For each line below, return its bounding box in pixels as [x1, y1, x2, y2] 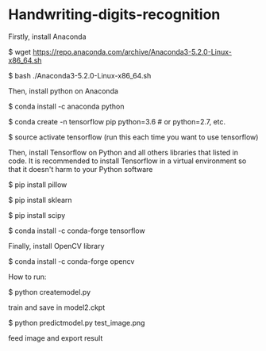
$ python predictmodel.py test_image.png [8, 318, 145, 327]
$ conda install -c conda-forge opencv [8, 256, 135, 266]
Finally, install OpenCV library [8, 241, 105, 250]
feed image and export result [8, 333, 103, 342]
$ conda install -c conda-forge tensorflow [8, 226, 145, 235]
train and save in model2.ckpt [8, 303, 106, 312]
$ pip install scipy [8, 210, 66, 219]
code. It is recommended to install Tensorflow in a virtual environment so [8, 156, 247, 166]
